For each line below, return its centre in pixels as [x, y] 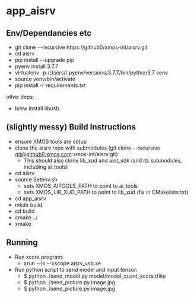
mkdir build [28, 204]
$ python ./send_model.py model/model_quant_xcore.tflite [95, 276]
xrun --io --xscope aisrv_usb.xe [62, 263]
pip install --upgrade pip [44, 60]
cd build [25, 211]
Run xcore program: [39, 257]
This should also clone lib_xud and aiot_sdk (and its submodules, [103, 160]
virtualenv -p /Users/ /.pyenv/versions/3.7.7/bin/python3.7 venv [91, 72]
